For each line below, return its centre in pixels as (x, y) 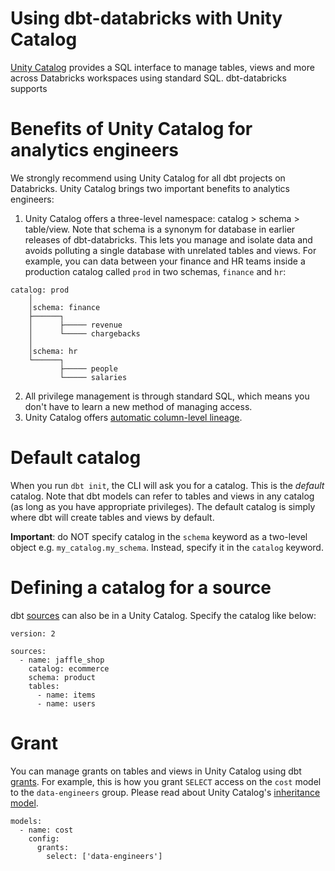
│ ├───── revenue (75, 325)
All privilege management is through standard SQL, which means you (167, 396)
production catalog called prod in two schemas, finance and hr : (155, 271)
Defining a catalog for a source (141, 588)
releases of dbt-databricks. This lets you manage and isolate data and (168, 239)
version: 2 (33, 633)
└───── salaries (93, 377)
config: (44, 838)
